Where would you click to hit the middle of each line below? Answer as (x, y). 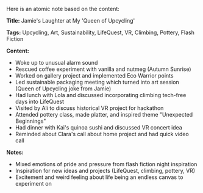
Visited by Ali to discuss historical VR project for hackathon (89, 108)
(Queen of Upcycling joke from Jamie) (63, 89)
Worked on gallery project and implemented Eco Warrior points (94, 75)
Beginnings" (30, 121)
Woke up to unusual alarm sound (56, 63)
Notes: (15, 152)
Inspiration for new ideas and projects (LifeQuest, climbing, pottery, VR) (105, 171)
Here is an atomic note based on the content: (63, 9)
